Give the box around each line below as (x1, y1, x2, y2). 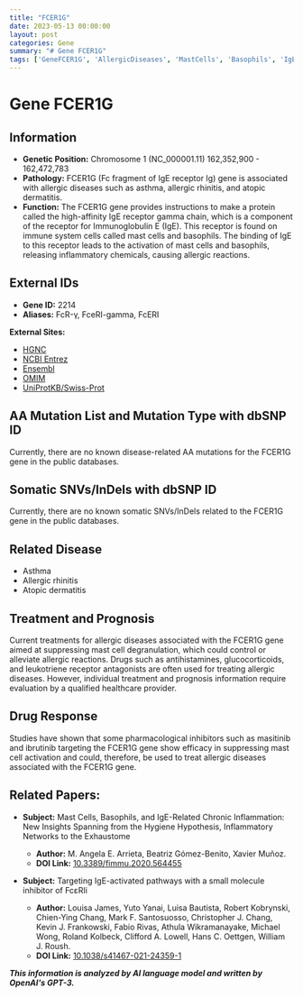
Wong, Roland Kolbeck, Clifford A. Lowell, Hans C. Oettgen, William (35, 930, 286, 942)
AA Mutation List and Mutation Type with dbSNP (9, 408, 287, 424)
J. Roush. (35, 940, 71, 951)
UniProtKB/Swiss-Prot (22, 382, 106, 393)
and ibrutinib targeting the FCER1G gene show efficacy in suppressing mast (9, 742, 290, 753)
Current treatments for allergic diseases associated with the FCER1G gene (9, 635, 284, 645)
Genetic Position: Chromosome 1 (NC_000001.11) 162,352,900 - (22, 154, 260, 164)
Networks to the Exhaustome (22, 830, 131, 841)
